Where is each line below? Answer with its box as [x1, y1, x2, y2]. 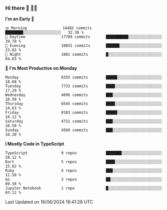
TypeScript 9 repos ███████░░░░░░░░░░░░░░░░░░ [5, 151, 162, 156]
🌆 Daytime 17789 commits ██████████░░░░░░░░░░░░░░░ [5, 35, 162, 40]
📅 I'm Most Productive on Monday [5, 65, 77, 71]
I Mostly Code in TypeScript [5, 141, 64, 147]
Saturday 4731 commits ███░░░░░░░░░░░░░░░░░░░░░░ [5, 119, 162, 124]
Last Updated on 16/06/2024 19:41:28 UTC [5, 199, 93, 205]
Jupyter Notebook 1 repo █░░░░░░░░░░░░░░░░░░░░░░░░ [5, 186, 162, 191]
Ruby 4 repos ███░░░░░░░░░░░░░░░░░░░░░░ [5, 168, 162, 173]
